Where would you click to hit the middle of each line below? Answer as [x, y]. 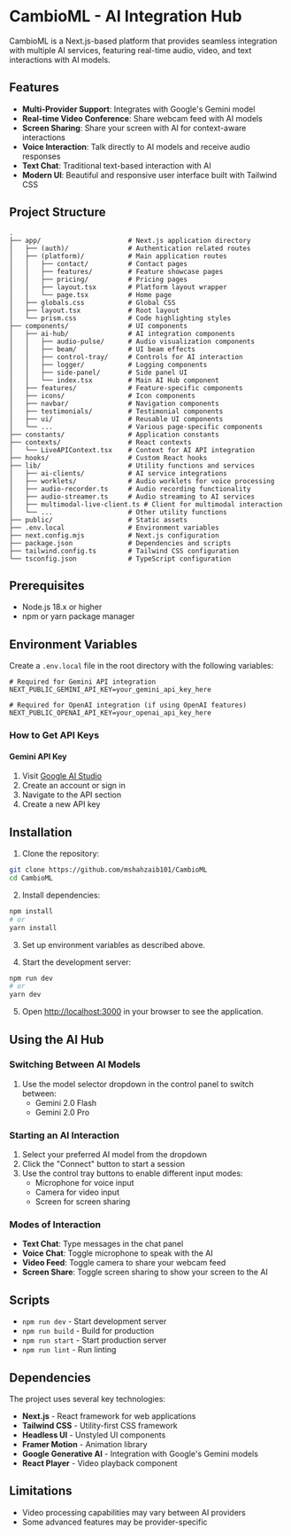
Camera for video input [77, 1192]
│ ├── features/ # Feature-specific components [126, 388]
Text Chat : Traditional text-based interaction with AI [116, 165]
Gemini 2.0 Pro [62, 1112]
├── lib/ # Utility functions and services [132, 466]
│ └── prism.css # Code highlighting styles [120, 318]
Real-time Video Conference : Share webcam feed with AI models [142, 118]
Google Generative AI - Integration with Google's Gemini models [140, 1454]
